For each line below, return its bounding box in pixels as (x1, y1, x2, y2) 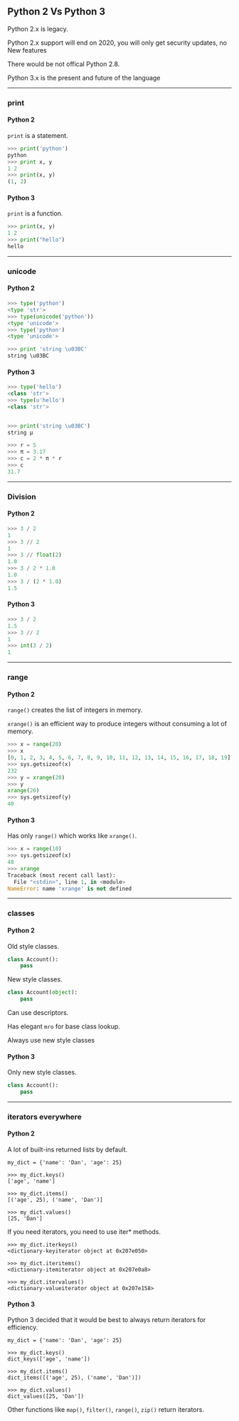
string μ (7, 429, 33, 436)
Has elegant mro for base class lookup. (7, 1022, 121, 1031)
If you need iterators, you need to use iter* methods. (7, 1228, 161, 1236)
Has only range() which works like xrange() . (7, 831, 137, 840)
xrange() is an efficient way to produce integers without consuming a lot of (7, 720, 228, 728)
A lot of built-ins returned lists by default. (7, 1145, 128, 1154)
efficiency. (7, 1323, 38, 1332)
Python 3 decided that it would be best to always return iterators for (7, 1316, 206, 1324)
